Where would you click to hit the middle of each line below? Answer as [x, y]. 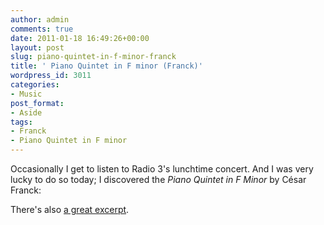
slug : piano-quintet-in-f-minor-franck [93, 57]
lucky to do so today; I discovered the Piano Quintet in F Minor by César [158, 179]
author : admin [40, 19]
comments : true [42, 29]
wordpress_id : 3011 [51, 76]
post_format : [37, 103]
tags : [21, 122]
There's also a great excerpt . [70, 209]
